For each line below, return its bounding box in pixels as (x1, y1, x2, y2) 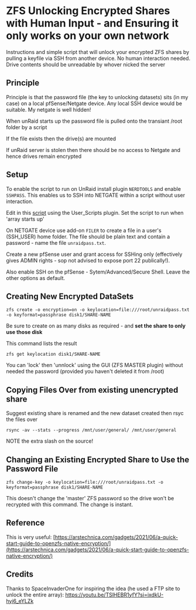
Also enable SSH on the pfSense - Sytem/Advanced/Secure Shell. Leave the (6, 268, 190, 275)
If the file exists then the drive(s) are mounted (6, 135, 116, 142)
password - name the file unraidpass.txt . (6, 239, 106, 246)
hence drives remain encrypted (6, 153, 82, 160)
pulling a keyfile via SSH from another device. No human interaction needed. (6, 55, 191, 62)
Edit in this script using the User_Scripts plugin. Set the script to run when (6, 209, 184, 216)
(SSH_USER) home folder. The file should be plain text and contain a (6, 233, 170, 240)
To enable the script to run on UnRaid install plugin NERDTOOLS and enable (6, 185, 181, 192)
